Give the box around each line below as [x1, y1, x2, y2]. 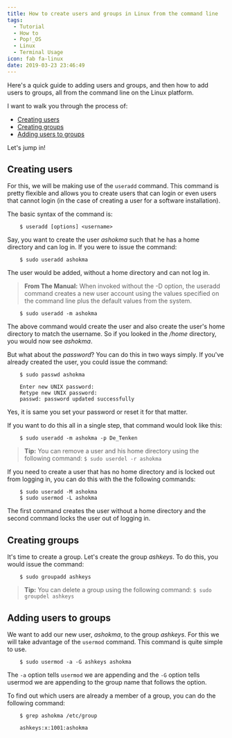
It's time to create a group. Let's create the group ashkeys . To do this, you [7, 553, 218, 561]
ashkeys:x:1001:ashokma [19, 725, 89, 732]
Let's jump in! [7, 143, 46, 151]
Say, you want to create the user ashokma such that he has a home [7, 235, 199, 244]
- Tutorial [13, 23, 45, 30]
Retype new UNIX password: [19, 389, 98, 396]
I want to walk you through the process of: [7, 101, 128, 110]
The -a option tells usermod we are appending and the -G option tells [7, 671, 200, 679]
